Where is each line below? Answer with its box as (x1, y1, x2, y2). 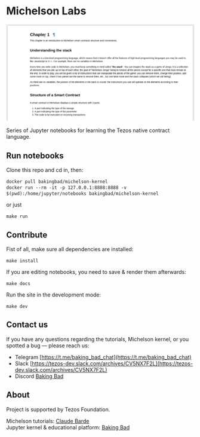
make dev (6, 303, 28, 309)
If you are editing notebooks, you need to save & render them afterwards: (6, 268, 186, 276)
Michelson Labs (6, 4, 87, 18)
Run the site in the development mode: (6, 291, 101, 298)
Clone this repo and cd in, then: (6, 166, 84, 174)
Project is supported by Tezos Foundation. (6, 405, 110, 413)
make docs (6, 280, 31, 286)
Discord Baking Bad (14, 372, 64, 380)
